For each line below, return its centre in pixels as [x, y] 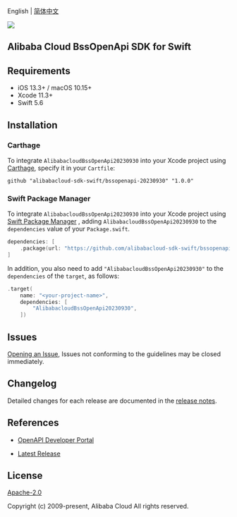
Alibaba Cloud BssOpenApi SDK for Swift [99, 47]
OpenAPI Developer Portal [55, 439]
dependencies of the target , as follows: [63, 276]
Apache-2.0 [25, 492]
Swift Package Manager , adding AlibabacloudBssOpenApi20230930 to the [112, 221]
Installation [32, 125]
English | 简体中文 [33, 11]
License [25, 476]
